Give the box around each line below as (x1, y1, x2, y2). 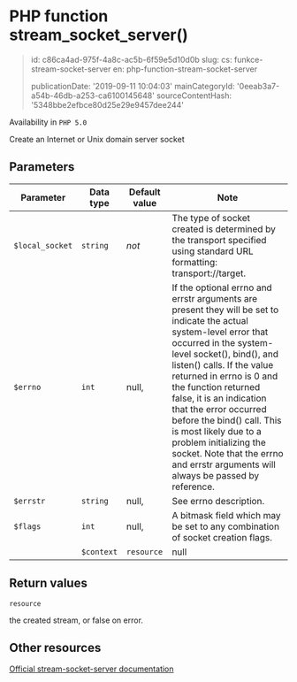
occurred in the (171, 336, 236, 349)
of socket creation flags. (171, 531, 272, 543)
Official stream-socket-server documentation (9, 663, 174, 674)
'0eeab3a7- (237, 80, 280, 91)
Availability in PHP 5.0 (9, 117, 88, 127)
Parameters (9, 159, 75, 174)
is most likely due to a (171, 425, 263, 437)
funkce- (233, 54, 263, 65)
